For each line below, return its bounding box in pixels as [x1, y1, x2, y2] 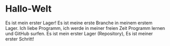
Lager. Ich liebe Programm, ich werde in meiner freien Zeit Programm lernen [5, 25, 165, 31]
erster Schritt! [5, 36, 34, 42]
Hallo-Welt [5, 3, 52, 15]
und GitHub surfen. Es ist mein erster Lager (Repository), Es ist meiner [5, 30, 153, 36]
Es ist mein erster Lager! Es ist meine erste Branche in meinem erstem [5, 20, 153, 26]
